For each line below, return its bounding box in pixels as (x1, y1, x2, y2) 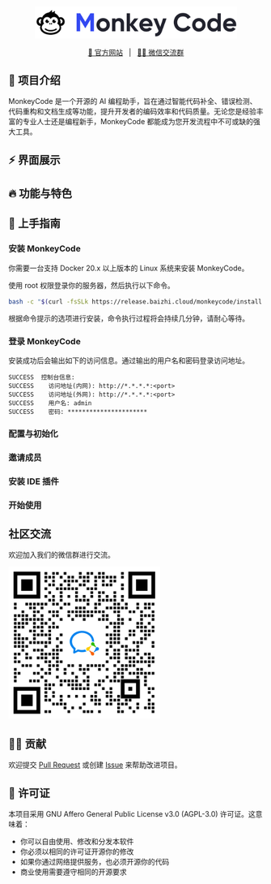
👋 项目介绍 (8, 73, 61, 87)
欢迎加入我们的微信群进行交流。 (8, 550, 115, 560)
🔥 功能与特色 (8, 187, 73, 201)
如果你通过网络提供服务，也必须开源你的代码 (19, 857, 170, 867)
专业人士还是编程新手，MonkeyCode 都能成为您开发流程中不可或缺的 (22, 117, 253, 127)
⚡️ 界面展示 (8, 153, 61, 166)
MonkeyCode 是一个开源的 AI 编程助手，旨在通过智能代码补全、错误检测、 (8, 97, 257, 106)
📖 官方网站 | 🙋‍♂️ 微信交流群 (87, 47, 184, 57)
